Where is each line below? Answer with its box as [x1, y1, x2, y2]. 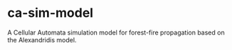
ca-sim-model [7, 5, 94, 21]
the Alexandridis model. [7, 35, 77, 44]
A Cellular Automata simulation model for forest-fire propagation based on [7, 28, 226, 37]
